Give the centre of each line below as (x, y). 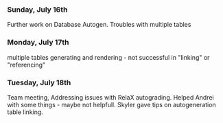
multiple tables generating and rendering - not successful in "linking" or (108, 57)
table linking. (25, 112)
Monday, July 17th (38, 43)
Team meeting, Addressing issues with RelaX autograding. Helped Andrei (110, 97)
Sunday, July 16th (37, 10)
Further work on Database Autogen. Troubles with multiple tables (99, 25)
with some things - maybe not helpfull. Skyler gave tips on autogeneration (111, 104)
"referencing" (26, 65)
